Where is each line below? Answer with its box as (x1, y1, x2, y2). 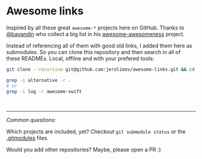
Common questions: (6, 116, 57, 124)
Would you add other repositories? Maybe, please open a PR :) (6, 146, 161, 154)
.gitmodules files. (6, 134, 49, 142)
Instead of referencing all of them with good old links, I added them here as (6, 42, 192, 49)
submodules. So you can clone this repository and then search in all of (6, 48, 181, 55)
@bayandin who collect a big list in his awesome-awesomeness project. (6, 30, 185, 37)
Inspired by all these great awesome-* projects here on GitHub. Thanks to (6, 24, 185, 31)
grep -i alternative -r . (6, 77, 71, 83)
